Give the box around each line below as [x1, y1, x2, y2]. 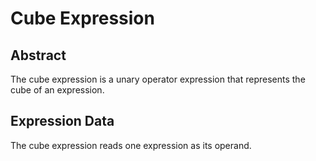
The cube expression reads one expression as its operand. [10, 139, 252, 151]
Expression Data [10, 113, 115, 130]
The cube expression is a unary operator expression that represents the [10, 73, 306, 85]
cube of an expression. [10, 84, 105, 96]
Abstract [10, 47, 67, 64]
